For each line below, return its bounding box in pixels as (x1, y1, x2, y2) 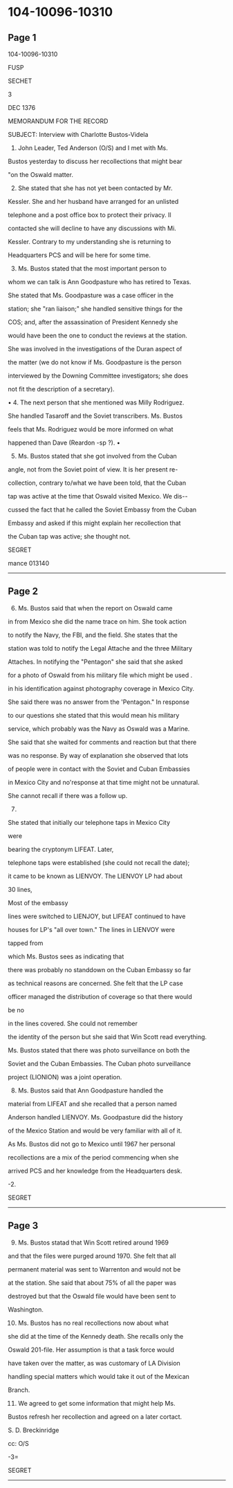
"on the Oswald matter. (8, 171, 73, 178)
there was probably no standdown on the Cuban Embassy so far (8, 965, 192, 974)
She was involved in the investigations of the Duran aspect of (8, 345, 183, 353)
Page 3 (8, 1220, 39, 1231)
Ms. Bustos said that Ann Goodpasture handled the (17, 1086, 164, 1095)
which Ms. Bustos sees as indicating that (8, 952, 124, 960)
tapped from (8, 938, 44, 947)
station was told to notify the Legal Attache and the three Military (8, 644, 193, 652)
